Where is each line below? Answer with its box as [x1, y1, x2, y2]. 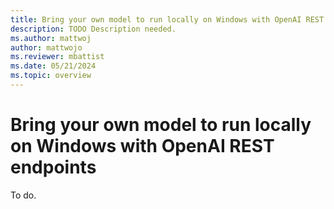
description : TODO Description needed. [10, 24, 177, 34]
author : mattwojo [10, 42, 83, 53]
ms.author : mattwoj [10, 33, 92, 43]
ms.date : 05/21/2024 [10, 61, 97, 71]
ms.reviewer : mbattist [10, 52, 105, 62]
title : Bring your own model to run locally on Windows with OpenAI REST [10, 14, 325, 25]
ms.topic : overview [10, 71, 92, 81]
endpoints [10, 156, 97, 179]
